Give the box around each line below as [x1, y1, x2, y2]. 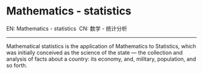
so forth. [6, 61, 28, 69]
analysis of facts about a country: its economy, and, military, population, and [6, 55, 196, 63]
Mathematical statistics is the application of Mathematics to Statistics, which [6, 42, 196, 49]
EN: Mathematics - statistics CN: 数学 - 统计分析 [6, 25, 127, 32]
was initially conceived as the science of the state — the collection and [6, 49, 183, 56]
